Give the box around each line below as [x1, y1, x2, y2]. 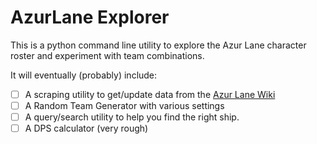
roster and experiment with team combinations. [10, 49, 205, 61]
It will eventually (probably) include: [10, 69, 158, 81]
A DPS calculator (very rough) [24, 122, 149, 135]
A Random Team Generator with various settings [24, 100, 225, 111]
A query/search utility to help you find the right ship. [24, 111, 240, 123]
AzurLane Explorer [10, 6, 170, 29]
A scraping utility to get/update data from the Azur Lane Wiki [24, 88, 276, 100]
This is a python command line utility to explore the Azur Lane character [10, 39, 307, 51]
